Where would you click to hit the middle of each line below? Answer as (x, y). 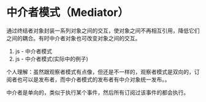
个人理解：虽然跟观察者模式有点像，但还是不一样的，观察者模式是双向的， (100, 71)
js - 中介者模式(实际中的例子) (52, 59)
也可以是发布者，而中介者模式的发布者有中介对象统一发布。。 (93, 79)
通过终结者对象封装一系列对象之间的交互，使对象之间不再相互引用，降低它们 (103, 31)
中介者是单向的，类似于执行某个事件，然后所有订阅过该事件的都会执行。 (97, 92)
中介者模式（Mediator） (67, 13)
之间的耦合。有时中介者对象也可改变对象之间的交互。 (74, 38)
